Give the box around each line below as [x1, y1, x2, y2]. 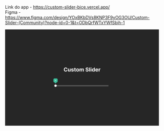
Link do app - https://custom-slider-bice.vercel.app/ [5, 4, 110, 10]
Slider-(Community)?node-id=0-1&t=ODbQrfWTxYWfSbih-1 [5, 20, 125, 25]
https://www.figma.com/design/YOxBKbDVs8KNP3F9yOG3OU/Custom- [5, 15, 150, 20]
